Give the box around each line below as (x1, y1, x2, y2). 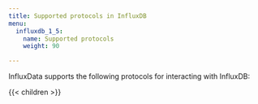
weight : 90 (23, 42, 60, 50)
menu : (8, 19, 27, 28)
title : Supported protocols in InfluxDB (8, 11, 148, 20)
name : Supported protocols (23, 34, 114, 43)
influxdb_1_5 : (15, 27, 63, 35)
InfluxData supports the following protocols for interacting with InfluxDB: (8, 71, 251, 81)
